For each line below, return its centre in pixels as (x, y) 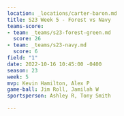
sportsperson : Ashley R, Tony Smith (59, 96)
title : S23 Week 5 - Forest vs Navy (59, 20)
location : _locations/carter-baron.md (62, 13)
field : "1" (22, 58)
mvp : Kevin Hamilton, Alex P (48, 83)
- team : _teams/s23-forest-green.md (59, 32)
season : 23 (22, 70)
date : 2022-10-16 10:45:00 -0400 (55, 64)
